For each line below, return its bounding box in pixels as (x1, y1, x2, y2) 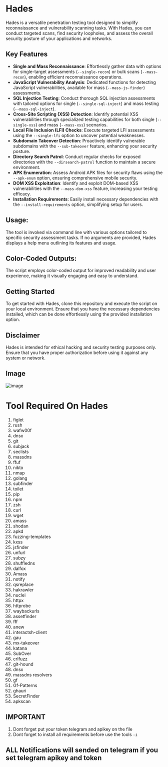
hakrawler (12, 586, 34, 592)
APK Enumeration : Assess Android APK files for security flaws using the (12, 169, 163, 175)
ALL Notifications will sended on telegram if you (5, 745, 158, 754)
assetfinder (12, 613, 36, 619)
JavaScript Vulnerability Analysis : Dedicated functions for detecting (12, 79, 156, 85)
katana (12, 645, 27, 651)
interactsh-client (12, 629, 47, 635)
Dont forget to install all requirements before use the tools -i (12, 731, 138, 737)
